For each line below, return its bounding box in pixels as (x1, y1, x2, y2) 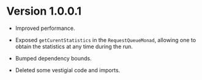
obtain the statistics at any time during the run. (15, 43, 133, 50)
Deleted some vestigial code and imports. (15, 66, 121, 74)
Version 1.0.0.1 (6, 4, 81, 18)
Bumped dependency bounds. (15, 54, 92, 62)
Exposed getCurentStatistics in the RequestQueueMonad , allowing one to (15, 36, 196, 43)
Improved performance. (15, 24, 75, 32)
